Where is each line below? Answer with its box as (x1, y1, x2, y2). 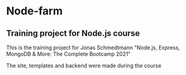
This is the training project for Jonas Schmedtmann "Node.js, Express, (6, 44, 180, 51)
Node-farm (6, 4, 63, 18)
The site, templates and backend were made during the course (6, 62, 162, 69)
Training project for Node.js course (6, 28, 140, 38)
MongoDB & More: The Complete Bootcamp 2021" (6, 50, 131, 58)
